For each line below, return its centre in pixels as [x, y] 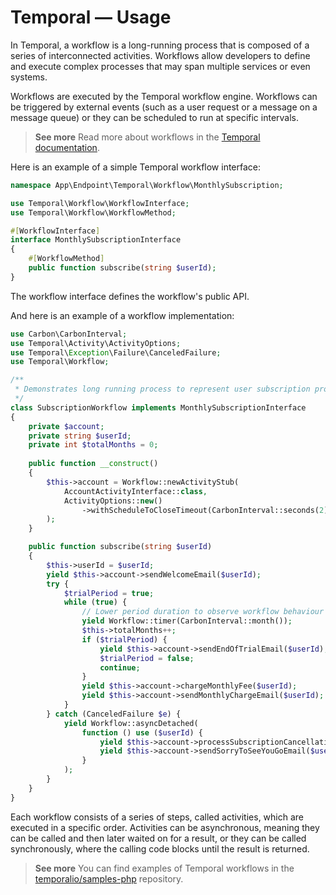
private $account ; [66, 426]
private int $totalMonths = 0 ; [93, 445]
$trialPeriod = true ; [109, 593]
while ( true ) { [95, 602]
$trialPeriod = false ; [147, 658]
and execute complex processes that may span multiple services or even [160, 66]
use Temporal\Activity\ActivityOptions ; [96, 343]
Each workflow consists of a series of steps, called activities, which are [157, 817]
